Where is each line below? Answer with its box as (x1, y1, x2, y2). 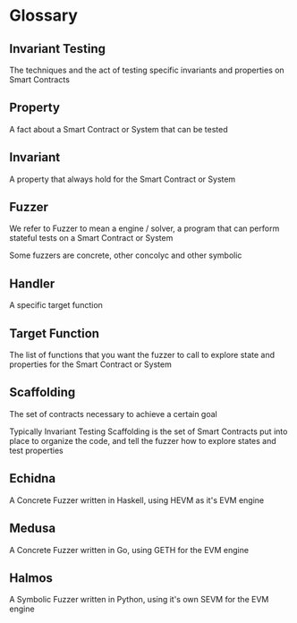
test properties (9, 445, 64, 456)
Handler (9, 276, 55, 291)
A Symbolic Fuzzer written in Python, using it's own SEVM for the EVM (9, 594, 269, 605)
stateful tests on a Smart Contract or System (9, 233, 174, 243)
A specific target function (9, 300, 103, 311)
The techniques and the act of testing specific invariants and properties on (9, 64, 284, 75)
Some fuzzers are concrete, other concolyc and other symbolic (9, 250, 242, 260)
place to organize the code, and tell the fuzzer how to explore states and (9, 435, 277, 446)
